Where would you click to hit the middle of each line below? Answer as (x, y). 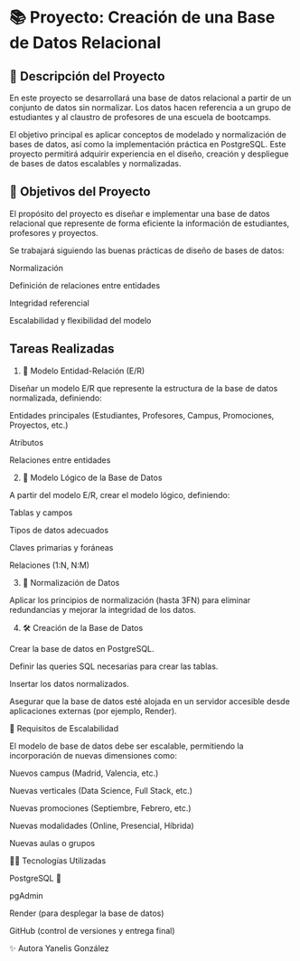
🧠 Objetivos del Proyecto (80, 192)
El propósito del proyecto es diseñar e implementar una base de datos (140, 213)
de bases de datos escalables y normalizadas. (95, 163)
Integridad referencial (50, 303)
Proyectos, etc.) (39, 425)
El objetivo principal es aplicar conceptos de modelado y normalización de (148, 135)
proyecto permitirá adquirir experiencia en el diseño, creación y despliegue (149, 154)
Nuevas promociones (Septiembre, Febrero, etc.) (100, 808)
